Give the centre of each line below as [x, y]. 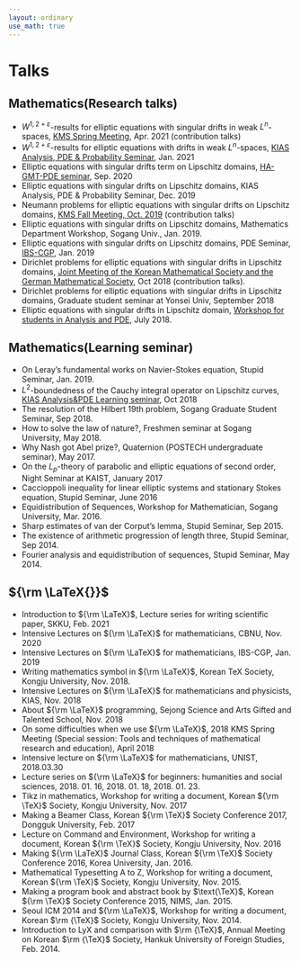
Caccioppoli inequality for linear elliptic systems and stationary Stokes [151, 488]
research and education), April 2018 [88, 748]
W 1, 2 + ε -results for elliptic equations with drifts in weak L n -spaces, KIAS [155, 147]
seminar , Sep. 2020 [97, 175]
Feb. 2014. [40, 948]
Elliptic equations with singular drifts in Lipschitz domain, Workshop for [153, 310]
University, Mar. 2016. [62, 516]
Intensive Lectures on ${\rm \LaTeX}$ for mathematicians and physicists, [156, 690]
